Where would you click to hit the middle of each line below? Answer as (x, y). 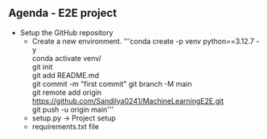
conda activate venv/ (67, 58)
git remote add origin (67, 92)
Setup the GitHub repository (67, 32)
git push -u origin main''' (73, 109)
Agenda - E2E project (63, 13)
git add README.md (66, 75)
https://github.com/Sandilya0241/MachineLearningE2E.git (128, 100)
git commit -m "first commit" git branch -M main (112, 84)
